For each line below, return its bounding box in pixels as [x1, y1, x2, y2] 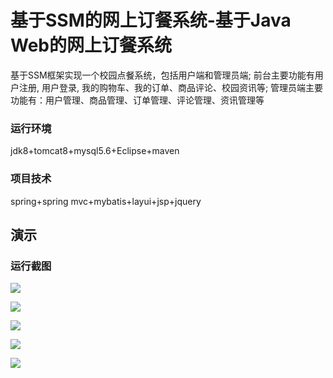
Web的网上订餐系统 [10, 34, 172, 57]
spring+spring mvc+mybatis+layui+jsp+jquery [10, 195, 202, 207]
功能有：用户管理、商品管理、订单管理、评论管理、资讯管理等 [10, 94, 265, 106]
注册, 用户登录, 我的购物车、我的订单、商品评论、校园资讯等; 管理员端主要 [18, 81, 324, 93]
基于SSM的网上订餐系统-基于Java [10, 9, 292, 32]
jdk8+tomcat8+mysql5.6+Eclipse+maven [10, 145, 180, 157]
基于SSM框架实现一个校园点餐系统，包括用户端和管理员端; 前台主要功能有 [10, 69, 315, 81]
